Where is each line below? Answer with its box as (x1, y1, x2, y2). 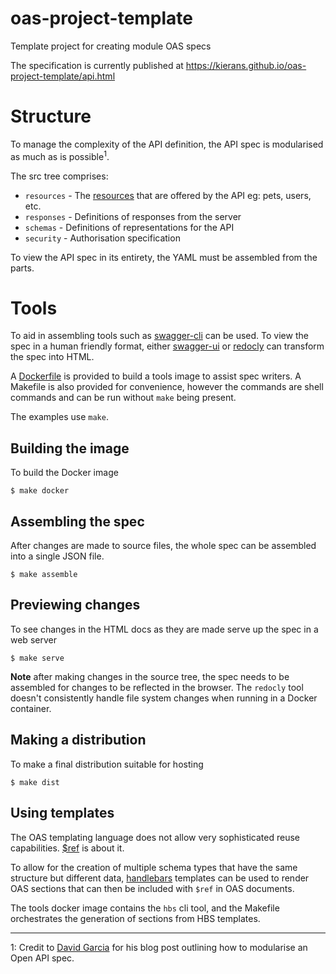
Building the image (10, 440, 130, 457)
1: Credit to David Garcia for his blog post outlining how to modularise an (10, 941, 308, 953)
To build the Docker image (10, 467, 119, 479)
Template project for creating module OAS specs (10, 40, 212, 52)
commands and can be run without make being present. (10, 392, 237, 404)
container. (10, 702, 52, 714)
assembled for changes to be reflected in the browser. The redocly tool (10, 681, 304, 693)
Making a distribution (10, 732, 147, 749)
